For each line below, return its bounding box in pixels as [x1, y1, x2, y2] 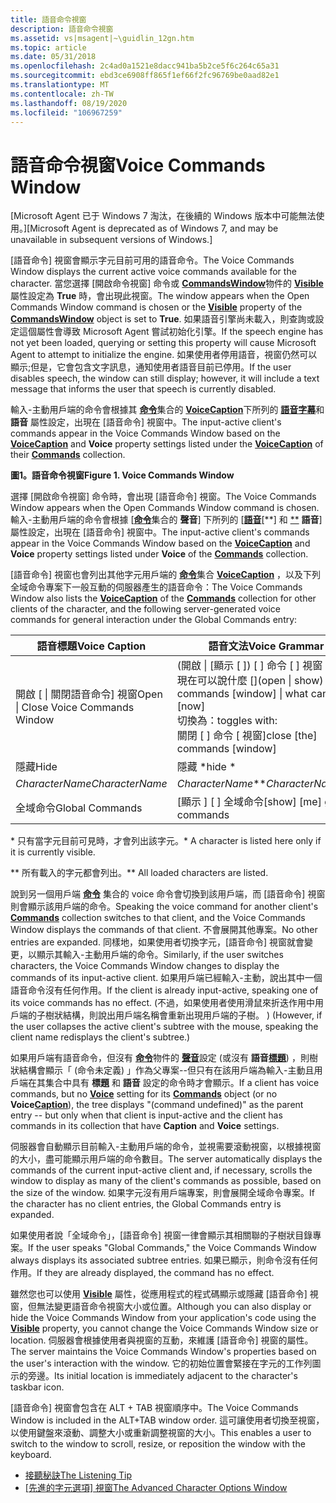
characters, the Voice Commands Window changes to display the [10, 960, 280, 972]
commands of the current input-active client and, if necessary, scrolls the [10, 1164, 313, 1176]
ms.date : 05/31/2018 [10, 52, 97, 62]
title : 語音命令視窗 [10, 14, 87, 25]
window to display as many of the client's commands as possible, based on [10, 1175, 322, 1187]
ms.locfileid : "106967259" [10, 107, 123, 118]
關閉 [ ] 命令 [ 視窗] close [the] [176, 729, 318, 743]
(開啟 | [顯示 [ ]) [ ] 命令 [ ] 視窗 [176, 659, 323, 673]
